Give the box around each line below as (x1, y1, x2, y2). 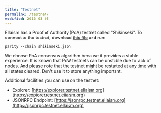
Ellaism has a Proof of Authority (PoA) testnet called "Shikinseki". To (5, 30, 142, 36)
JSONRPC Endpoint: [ (12, 97, 56, 103)
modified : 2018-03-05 (5, 16, 49, 21)
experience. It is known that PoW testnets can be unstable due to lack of (5, 58, 151, 64)
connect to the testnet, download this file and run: (5, 35, 106, 40)
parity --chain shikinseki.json (5, 44, 71, 49)
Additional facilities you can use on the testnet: (5, 77, 99, 83)
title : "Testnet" (5, 7, 41, 12)
